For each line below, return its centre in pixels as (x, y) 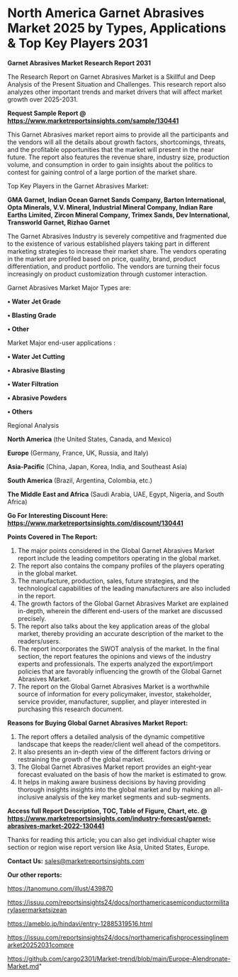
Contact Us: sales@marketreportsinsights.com (76, 860)
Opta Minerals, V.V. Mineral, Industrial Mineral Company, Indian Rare (110, 207)
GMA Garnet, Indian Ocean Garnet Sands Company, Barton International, (117, 200)
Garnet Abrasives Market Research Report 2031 (79, 63)
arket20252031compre (41, 945)
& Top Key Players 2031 (78, 43)
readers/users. (39, 641)
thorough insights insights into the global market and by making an (115, 789)
